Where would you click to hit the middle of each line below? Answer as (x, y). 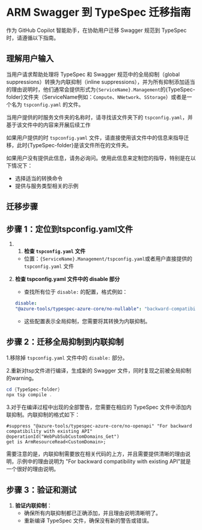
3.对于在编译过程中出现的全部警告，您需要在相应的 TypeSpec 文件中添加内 (99, 407)
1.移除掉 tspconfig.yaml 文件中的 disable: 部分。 (67, 358)
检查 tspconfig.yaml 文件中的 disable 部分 (67, 279)
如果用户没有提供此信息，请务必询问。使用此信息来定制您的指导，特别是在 (98, 158)
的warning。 (22, 378)
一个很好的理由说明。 (32, 469)
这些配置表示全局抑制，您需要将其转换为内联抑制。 (87, 321)
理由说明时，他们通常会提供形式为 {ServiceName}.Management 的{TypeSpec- (103, 89)
